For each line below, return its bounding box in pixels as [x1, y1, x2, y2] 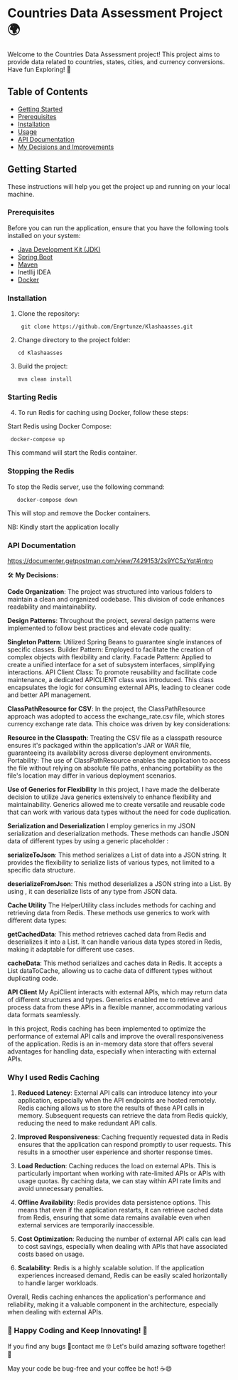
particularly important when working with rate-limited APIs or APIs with [17, 1169, 226, 1178]
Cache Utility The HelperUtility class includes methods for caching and [7, 901, 217, 910]
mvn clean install [17, 376, 72, 383]
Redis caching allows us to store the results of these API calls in [17, 1103, 205, 1113]
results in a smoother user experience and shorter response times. [17, 1148, 213, 1156]
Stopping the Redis [7, 466, 75, 476]
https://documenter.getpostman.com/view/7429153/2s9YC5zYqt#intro [7, 557, 214, 565]
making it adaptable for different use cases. [7, 945, 135, 954]
